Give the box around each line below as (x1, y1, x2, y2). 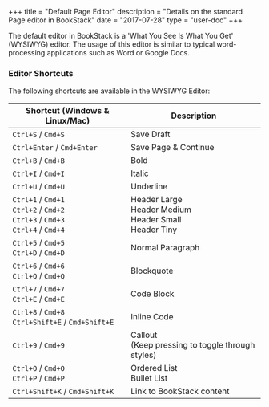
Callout (130, 329, 158, 340)
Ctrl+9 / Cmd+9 (12, 340, 66, 351)
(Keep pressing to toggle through (130, 340, 255, 351)
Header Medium (130, 204, 192, 215)
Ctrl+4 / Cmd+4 (12, 224, 66, 235)
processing (8, 48, 46, 57)
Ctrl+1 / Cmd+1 (12, 194, 66, 206)
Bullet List (130, 372, 168, 384)
